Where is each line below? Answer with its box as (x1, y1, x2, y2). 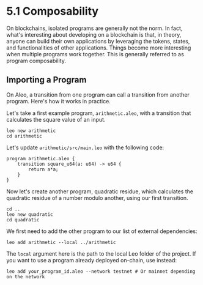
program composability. (6, 57, 66, 64)
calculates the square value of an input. (6, 116, 106, 123)
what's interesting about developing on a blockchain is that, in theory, (6, 31, 182, 38)
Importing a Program (6, 75, 87, 85)
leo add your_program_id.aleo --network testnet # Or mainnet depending (6, 268, 196, 275)
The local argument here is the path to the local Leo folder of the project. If (6, 250, 197, 257)
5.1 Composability (6, 4, 99, 18)
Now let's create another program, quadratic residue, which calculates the (6, 188, 194, 195)
